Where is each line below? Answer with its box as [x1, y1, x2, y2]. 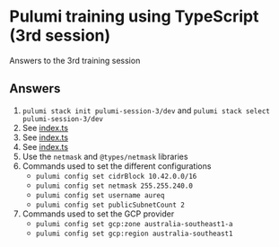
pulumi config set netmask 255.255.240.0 [35, 181, 193, 190]
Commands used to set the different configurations [22, 160, 212, 172]
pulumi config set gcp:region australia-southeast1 [35, 229, 233, 238]
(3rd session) [9, 25, 111, 46]
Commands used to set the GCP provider [22, 208, 175, 219]
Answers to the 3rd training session [9, 55, 141, 66]
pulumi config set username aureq [35, 190, 165, 199]
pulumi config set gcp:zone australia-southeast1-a [35, 219, 233, 228]
